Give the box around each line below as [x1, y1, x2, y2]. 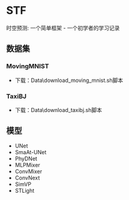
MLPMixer [14, 161, 41, 169]
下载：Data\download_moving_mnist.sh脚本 [14, 77, 124, 84]
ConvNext [14, 174, 40, 181]
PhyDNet [14, 155, 38, 162]
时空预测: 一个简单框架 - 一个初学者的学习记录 [6, 24, 120, 31]
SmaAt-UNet [14, 148, 47, 155]
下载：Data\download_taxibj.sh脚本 [14, 106, 102, 113]
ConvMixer [14, 167, 43, 175]
